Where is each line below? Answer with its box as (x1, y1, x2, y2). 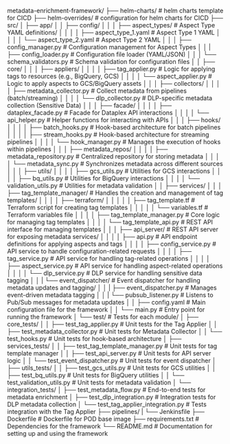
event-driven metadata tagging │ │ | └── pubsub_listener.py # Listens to (7, 291, 214, 299)
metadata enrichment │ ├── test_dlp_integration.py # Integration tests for (7, 393, 216, 401)
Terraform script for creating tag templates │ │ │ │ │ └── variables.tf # (7, 203, 209, 211)
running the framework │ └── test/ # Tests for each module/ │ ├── (7, 313, 199, 320)
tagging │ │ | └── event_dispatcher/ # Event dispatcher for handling (7, 277, 200, 284)
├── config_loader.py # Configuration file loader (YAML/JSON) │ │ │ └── (7, 50, 217, 58)
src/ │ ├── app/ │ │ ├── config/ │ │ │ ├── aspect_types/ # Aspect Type (7, 21, 216, 29)
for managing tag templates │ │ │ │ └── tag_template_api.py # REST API (7, 218, 214, 226)
